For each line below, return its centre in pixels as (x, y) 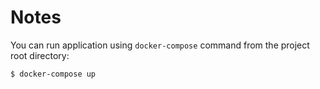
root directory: (40, 55)
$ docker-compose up (53, 74)
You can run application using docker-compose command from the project (160, 45)
